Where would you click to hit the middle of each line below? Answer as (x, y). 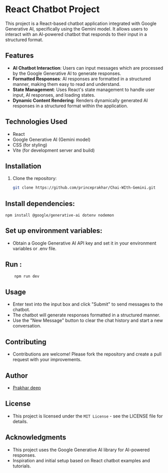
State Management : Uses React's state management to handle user (84, 90)
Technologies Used (36, 122)
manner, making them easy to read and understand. (67, 84)
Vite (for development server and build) (54, 150)
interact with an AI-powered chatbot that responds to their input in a (76, 34)
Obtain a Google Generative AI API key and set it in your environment (85, 243)
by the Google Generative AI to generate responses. (67, 73)
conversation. (27, 326)
